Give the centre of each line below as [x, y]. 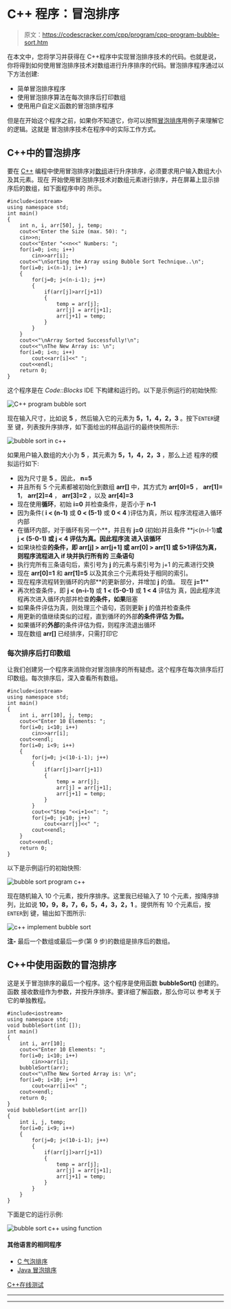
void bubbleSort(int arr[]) [47, 1110]
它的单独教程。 [28, 1000]
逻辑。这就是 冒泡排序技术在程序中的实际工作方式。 [86, 129]
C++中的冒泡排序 [44, 153]
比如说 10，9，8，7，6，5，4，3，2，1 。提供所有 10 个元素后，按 [115, 904]
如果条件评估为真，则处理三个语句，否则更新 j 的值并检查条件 [104, 608]
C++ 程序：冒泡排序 [64, 14]
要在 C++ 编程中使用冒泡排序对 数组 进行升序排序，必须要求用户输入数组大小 [114, 171]
